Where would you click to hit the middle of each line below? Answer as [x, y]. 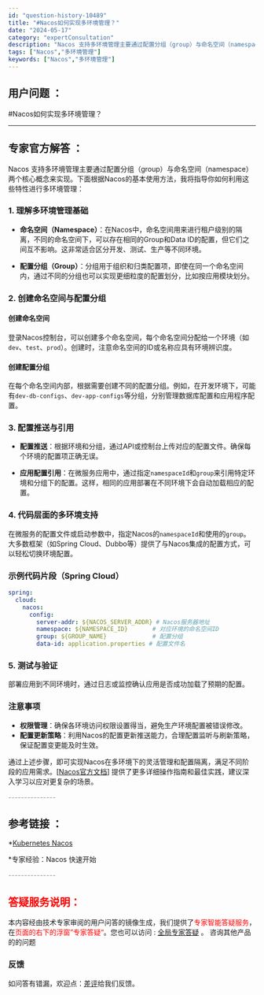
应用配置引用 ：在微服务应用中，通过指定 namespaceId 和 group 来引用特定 [134, 473]
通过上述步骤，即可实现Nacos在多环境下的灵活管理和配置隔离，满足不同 [125, 762]
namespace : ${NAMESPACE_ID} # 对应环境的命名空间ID [128, 629]
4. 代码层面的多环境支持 [53, 515]
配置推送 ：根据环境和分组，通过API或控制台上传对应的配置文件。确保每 [135, 447]
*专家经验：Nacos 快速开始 [52, 859]
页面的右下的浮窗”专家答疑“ [60, 932]
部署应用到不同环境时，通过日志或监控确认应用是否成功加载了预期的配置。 [128, 684]
